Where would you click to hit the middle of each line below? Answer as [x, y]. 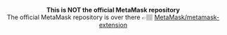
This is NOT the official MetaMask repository [113, 10]
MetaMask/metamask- [187, 17]
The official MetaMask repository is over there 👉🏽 [80, 17]
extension [113, 25]
